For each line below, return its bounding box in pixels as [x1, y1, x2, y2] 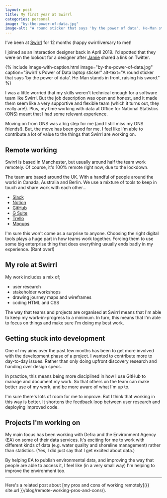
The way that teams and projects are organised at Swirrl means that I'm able [5, 309, 162, 315]
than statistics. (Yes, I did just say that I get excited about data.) [5, 448, 135, 454]
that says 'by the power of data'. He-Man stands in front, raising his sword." [5, 75, 160, 81]
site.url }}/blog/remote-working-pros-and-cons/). [5, 488, 107, 494]
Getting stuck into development [5, 334, 105, 343]
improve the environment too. [5, 468, 66, 474]
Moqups [12, 221, 30, 227]
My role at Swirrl [5, 260, 57, 269]
